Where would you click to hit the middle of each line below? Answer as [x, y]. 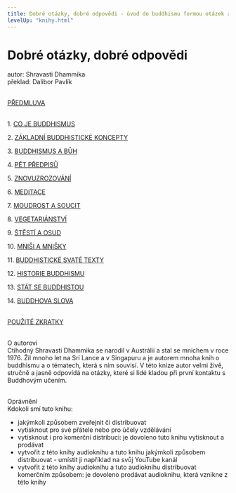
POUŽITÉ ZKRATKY [35, 322]
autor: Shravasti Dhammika [46, 74]
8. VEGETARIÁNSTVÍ [37, 219]
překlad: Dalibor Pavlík [40, 82]
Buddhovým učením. [37, 381]
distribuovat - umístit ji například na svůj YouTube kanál [97, 460]
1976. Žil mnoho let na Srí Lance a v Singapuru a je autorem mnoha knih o [113, 358]
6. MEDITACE [26, 192]
